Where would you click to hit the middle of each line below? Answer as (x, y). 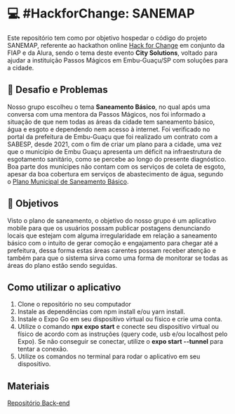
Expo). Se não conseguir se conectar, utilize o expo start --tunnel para (120, 342)
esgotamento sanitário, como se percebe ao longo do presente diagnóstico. (117, 159)
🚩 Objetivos (33, 203)
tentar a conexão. (43, 349)
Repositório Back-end (39, 403)
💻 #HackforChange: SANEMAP (101, 14)
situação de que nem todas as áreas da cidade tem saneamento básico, (111, 122)
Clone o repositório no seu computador (74, 304)
